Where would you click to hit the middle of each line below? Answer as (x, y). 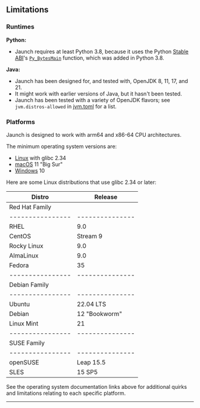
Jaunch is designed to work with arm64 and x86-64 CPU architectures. (94, 134)
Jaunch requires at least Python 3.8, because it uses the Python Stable (101, 51)
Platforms (21, 122)
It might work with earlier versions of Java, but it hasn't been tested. (99, 93)
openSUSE (24, 362)
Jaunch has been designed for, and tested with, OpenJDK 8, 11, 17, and (101, 81)
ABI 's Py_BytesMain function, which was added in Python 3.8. (90, 58)
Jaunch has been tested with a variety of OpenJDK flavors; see (93, 100)
